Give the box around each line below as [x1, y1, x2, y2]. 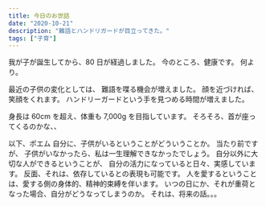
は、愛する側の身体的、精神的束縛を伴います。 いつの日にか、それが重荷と [8, 179, 256, 189]
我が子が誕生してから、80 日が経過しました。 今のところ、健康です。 [8, 57, 239, 67]
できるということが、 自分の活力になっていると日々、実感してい [35, 159, 249, 169]
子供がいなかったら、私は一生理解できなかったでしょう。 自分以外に [23, 149, 252, 159]
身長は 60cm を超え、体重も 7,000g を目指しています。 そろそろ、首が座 [8, 112, 249, 122]
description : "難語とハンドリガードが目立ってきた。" [8, 27, 170, 35]
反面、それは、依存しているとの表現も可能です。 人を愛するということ [23, 169, 257, 179]
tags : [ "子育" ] [8, 34, 57, 43]
